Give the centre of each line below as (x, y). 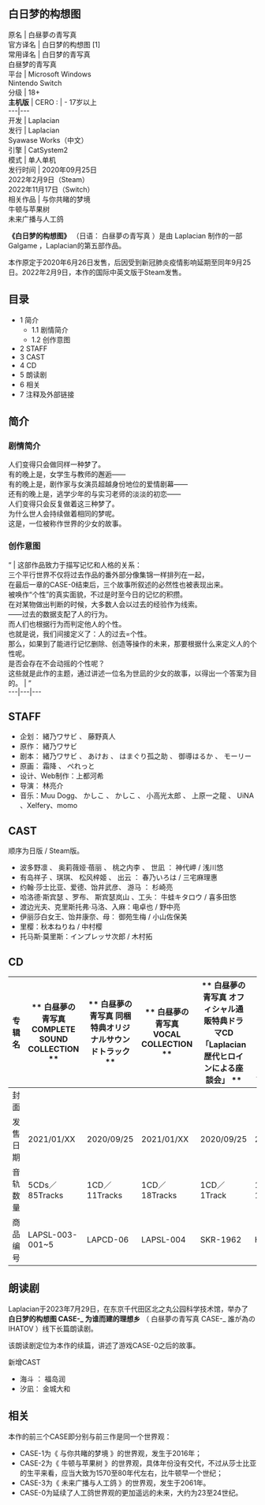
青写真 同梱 (110, 1016)
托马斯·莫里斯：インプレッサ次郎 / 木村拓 (86, 937)
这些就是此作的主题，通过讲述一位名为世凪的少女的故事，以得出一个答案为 (129, 673)
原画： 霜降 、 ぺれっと (57, 766)
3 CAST (32, 356)
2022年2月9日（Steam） (49, 179)
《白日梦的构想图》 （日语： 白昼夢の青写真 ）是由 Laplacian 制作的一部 (125, 236)
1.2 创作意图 (51, 339)
